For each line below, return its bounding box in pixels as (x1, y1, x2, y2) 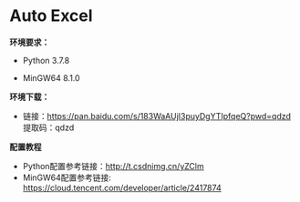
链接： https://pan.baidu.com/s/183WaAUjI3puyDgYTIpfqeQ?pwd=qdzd (22, 110, 292, 121)
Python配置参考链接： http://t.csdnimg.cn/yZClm (22, 160, 204, 171)
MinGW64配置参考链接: (22, 172, 112, 183)
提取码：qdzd (22, 122, 75, 133)
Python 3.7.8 (22, 55, 70, 66)
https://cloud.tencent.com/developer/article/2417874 (22, 182, 222, 193)
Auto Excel (9, 5, 93, 26)
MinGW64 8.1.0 (22, 72, 80, 83)
